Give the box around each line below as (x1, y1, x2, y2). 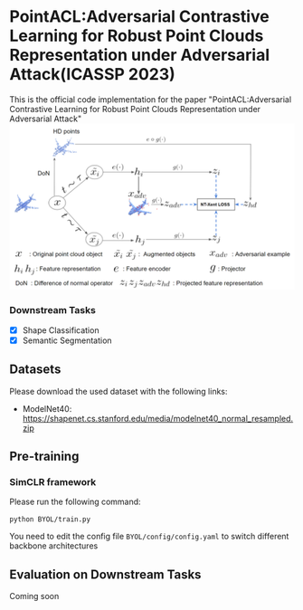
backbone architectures (9, 540, 99, 551)
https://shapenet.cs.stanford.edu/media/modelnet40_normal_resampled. (22, 413, 294, 424)
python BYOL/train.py (9, 515, 91, 524)
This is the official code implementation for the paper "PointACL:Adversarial (9, 93, 292, 105)
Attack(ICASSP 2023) (9, 64, 176, 85)
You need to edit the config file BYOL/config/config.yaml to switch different (9, 531, 289, 542)
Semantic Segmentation (22, 335, 112, 346)
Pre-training (9, 448, 80, 463)
